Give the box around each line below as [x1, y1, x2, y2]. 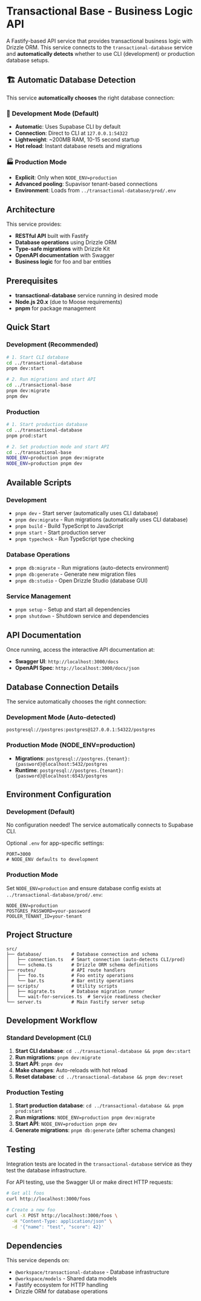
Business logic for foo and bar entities [15, 258, 111, 265]
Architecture [6, 204, 56, 215]
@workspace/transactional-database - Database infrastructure [15, 1268, 170, 1276]
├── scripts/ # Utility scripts [6, 983, 118, 989]
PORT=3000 [6, 851, 31, 857]
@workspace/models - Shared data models [15, 1275, 117, 1282]
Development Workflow [6, 1015, 98, 1026]
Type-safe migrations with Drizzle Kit [15, 245, 110, 252]
